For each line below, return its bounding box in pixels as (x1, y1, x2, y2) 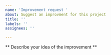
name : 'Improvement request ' (5, 7, 68, 12)
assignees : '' (5, 26, 35, 31)
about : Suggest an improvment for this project (5, 12, 106, 17)
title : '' (5, 16, 26, 21)
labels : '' (5, 21, 28, 26)
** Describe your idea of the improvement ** (5, 44, 97, 50)
